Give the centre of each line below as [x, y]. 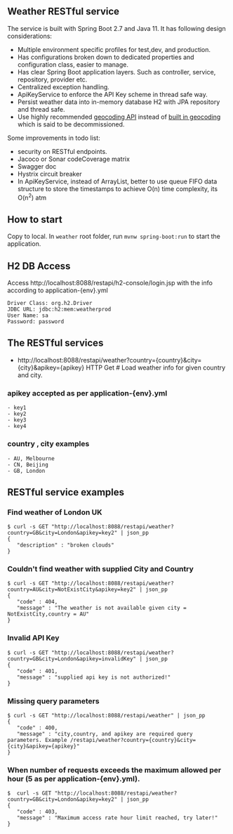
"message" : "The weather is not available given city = [102, 608]
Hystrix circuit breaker [49, 174]
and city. [30, 374]
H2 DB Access [39, 266]
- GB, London [26, 471]
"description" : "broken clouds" [65, 545]
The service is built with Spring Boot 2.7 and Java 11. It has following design [116, 28]
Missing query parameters [53, 701]
